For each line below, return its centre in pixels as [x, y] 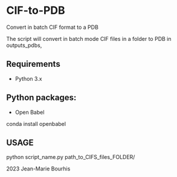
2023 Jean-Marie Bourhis [38, 169]
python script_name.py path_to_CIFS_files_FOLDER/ [71, 157]
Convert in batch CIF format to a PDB [52, 27]
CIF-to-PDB [36, 11]
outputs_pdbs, [24, 45]
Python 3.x [28, 78]
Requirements [33, 64]
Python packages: [41, 98]
